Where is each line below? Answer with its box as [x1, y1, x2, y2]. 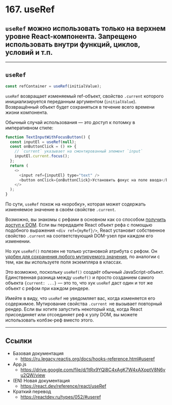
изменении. [5, 238, 31, 245]
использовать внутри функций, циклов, [5, 40, 140, 49]
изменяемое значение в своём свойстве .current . [5, 207, 116, 213]
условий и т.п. [5, 48, 53, 57]
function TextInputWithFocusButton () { [5, 134, 91, 139]
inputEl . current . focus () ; [14, 154, 70, 159]
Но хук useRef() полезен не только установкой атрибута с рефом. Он [5, 248, 158, 254]
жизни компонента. [5, 109, 49, 115]
